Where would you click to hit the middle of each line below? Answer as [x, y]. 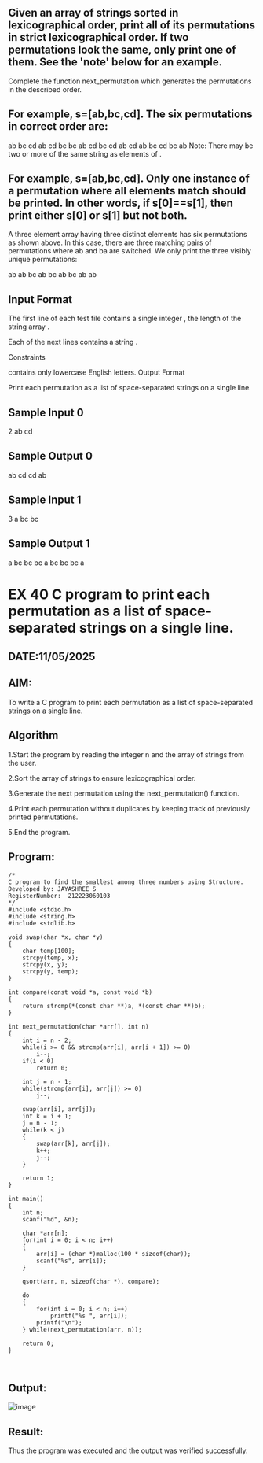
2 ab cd [20, 431]
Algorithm [33, 735]
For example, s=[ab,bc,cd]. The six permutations [130, 115]
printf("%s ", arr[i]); [89, 1316]
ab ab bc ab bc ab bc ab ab [52, 275]
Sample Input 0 [46, 412]
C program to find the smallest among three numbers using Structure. [126, 882]
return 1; [38, 1178]
